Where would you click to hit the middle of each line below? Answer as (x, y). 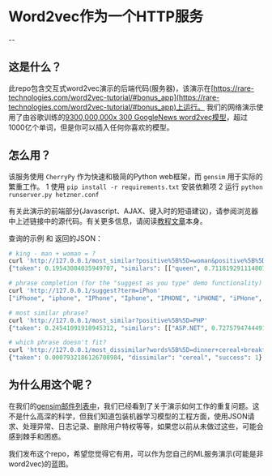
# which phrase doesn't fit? (57, 343)
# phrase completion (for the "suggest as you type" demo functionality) (136, 283)
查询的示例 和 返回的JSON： (56, 238)
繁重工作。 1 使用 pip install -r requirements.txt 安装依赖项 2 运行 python (136, 187)
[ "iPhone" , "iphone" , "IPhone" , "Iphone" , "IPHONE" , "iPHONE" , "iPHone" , (136, 298)
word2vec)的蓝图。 (40, 464)
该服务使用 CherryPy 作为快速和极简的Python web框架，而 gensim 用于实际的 (136, 176)
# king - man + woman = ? (52, 253)
